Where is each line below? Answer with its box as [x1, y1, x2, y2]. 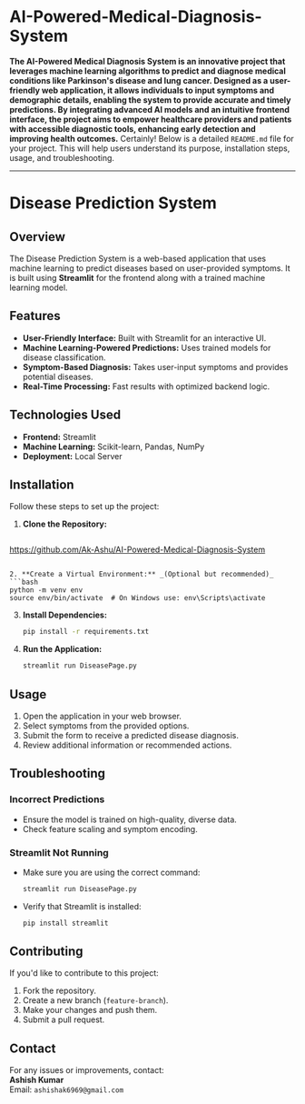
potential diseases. [22, 371, 93, 382]
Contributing [9, 944, 84, 959]
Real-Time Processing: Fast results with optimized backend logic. [22, 380, 271, 392]
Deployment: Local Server [22, 450, 123, 461]
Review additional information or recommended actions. [22, 739, 232, 750]
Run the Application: [22, 644, 103, 655]
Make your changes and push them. [22, 1005, 158, 1016]
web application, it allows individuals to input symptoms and [41, 85, 275, 95]
